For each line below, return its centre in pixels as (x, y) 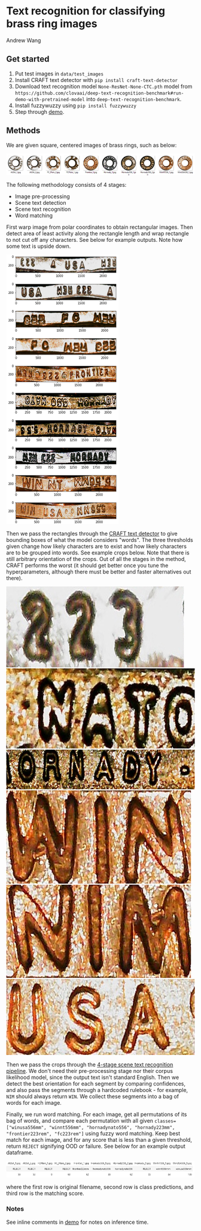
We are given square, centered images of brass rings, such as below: (92, 145)
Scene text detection (41, 203)
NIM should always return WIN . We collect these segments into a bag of (93, 1096)
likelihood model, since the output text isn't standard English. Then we (93, 1077)
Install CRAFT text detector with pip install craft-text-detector (96, 80)
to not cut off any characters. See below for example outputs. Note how (95, 240)
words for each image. (34, 1102)
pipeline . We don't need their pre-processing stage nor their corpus (90, 1071)
